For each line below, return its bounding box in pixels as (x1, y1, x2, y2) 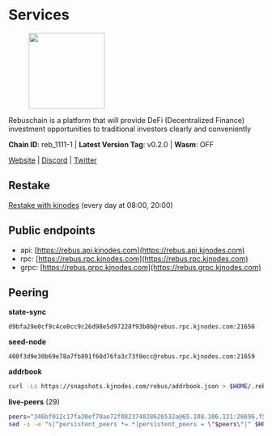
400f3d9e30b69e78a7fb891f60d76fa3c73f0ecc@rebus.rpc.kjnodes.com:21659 (8, 353, 255, 361)
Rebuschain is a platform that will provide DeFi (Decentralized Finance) (8, 115, 245, 125)
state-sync (8, 307, 47, 317)
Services (8, 6, 70, 24)
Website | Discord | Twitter (8, 155, 97, 165)
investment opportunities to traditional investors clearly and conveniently (8, 124, 252, 133)
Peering (8, 286, 49, 299)
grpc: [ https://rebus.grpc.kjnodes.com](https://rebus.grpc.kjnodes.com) (19, 262, 261, 272)
